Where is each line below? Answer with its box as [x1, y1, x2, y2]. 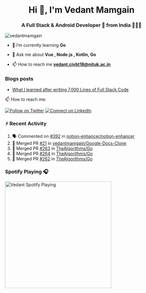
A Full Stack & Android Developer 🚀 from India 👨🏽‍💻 [21, 22, 142, 29]
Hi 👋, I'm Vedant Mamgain [28, 4, 135, 16]
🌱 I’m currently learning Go [12, 42, 66, 48]
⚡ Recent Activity [5, 120, 47, 127]
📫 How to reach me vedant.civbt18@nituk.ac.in [12, 61, 111, 67]
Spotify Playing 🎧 [5, 168, 49, 175]
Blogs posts [5, 76, 34, 82]
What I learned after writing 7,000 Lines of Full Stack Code [12, 86, 129, 92]
